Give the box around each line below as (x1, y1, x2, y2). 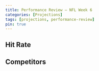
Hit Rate (5, 40, 31, 49)
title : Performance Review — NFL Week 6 (5, 7, 93, 13)
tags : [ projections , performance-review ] (5, 17, 95, 22)
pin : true (5, 21, 27, 27)
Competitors (5, 58, 46, 66)
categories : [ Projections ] (5, 12, 63, 17)
